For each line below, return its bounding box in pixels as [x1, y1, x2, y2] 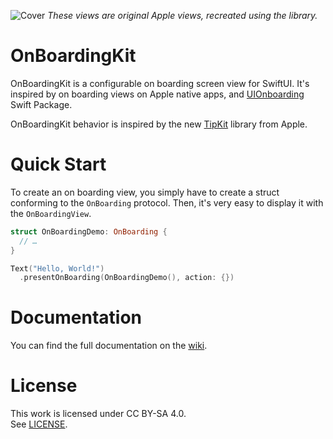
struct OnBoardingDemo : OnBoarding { [10, 226, 168, 237]
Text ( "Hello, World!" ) [10, 263, 105, 274]
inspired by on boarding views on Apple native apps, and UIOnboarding [10, 88, 305, 100]
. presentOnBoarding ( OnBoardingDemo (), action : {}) [19, 273, 235, 283]
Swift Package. [10, 98, 73, 110]
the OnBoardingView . [10, 207, 92, 219]
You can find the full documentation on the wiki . [10, 340, 208, 352]
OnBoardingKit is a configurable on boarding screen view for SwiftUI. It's [10, 77, 310, 89]
